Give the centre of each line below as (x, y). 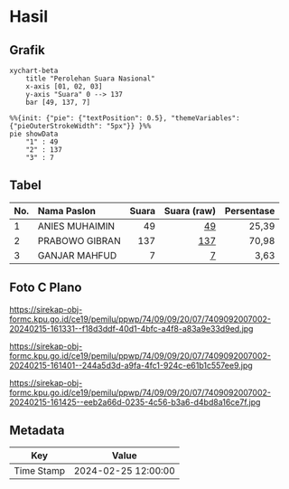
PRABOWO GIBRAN (79, 240)
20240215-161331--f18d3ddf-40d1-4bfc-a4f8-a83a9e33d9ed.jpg (131, 328)
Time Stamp (40, 471)
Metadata (37, 431)
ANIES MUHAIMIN (76, 226)
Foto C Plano (46, 288)
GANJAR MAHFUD (77, 255)
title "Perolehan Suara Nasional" (90, 79)
